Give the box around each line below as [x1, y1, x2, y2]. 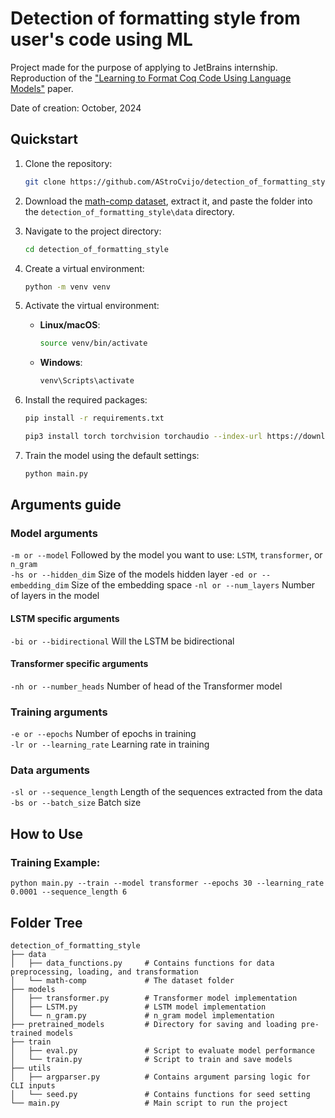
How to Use [10, 825, 84, 842]
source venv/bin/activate [39, 338, 148, 349]
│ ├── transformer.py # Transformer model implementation [10, 993, 298, 1003]
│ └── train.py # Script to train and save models [10, 1054, 293, 1064]
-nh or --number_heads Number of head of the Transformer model [10, 680, 283, 692]
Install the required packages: [24, 394, 148, 406]
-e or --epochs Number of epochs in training [10, 728, 197, 740]
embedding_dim [10, 581, 70, 591]
